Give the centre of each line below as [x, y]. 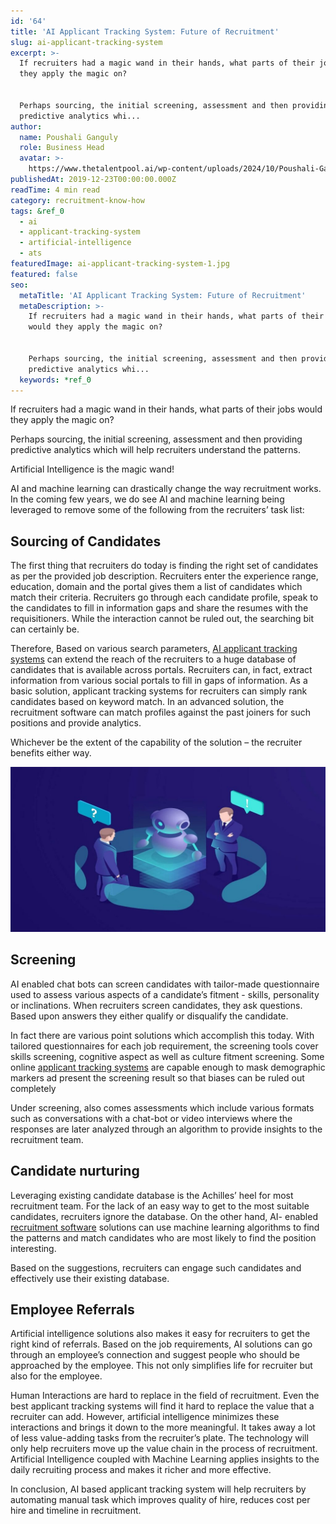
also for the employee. [56, 1376]
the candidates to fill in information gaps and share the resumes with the [159, 608]
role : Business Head [62, 148]
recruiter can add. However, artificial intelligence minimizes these [145, 1417]
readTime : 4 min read [55, 190]
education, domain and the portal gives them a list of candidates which [156, 587]
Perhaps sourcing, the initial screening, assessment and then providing [156, 439]
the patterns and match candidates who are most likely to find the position [163, 1237]
